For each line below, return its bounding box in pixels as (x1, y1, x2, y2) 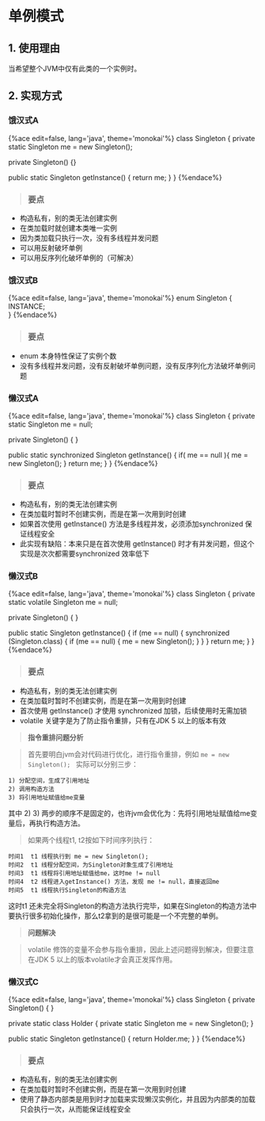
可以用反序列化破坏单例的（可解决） (19, 253, 138, 262)
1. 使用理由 (8, 41, 61, 55)
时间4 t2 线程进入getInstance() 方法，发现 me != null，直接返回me (8, 878, 220, 886)
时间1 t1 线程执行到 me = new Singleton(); (8, 852, 149, 860)
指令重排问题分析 (27, 733, 84, 742)
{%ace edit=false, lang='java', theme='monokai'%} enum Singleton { (8, 293, 233, 303)
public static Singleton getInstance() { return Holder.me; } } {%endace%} (8, 1034, 246, 1043)
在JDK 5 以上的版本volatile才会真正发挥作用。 (27, 955, 177, 964)
